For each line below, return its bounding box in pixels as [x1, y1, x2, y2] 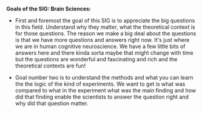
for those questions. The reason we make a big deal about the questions [15, 30, 197, 37]
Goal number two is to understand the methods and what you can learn [15, 74, 194, 81]
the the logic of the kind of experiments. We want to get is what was [15, 80, 186, 87]
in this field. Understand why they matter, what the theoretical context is [15, 24, 195, 30]
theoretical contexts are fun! [15, 62, 86, 69]
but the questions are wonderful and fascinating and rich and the [15, 56, 178, 63]
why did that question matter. [15, 100, 89, 107]
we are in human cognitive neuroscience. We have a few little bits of [15, 43, 186, 50]
